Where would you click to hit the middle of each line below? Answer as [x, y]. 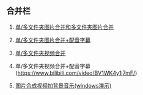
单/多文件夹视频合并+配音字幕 [53, 66]
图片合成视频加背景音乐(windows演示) [63, 85]
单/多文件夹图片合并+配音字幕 [53, 40]
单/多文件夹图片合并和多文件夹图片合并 [64, 27]
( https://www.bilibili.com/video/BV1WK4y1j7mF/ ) [76, 73]
